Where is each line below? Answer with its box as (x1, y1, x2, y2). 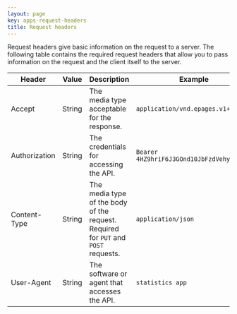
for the (89, 113, 111, 123)
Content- (11, 210, 42, 219)
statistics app (136, 279, 187, 286)
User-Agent (11, 278, 51, 288)
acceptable (89, 104, 127, 114)
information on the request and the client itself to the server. (7, 58, 182, 66)
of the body (89, 198, 128, 207)
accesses (89, 286, 121, 296)
